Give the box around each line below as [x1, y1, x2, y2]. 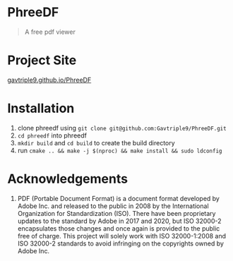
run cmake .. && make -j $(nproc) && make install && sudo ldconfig [17, 146, 222, 154]
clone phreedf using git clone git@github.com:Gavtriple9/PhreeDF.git [17, 123, 227, 132]
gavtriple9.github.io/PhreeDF [7, 75, 92, 84]
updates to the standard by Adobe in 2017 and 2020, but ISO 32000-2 [17, 217, 222, 225]
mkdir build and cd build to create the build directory [17, 138, 175, 147]
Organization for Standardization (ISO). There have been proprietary [17, 209, 216, 217]
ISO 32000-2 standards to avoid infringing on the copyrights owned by [17, 239, 225, 248]
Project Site [7, 52, 77, 68]
